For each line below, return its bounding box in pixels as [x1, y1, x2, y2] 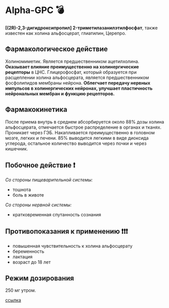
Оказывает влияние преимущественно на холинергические [5, 63, 139, 69]
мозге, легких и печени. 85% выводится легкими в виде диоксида [5, 135, 149, 141]
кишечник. [5, 145, 28, 151]
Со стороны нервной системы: [5, 202, 72, 208]
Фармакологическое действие [5, 45, 108, 54]
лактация [12, 254, 33, 260]
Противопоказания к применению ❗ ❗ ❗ [5, 227, 128, 236]
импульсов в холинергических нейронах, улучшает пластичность [5, 85, 153, 91]
